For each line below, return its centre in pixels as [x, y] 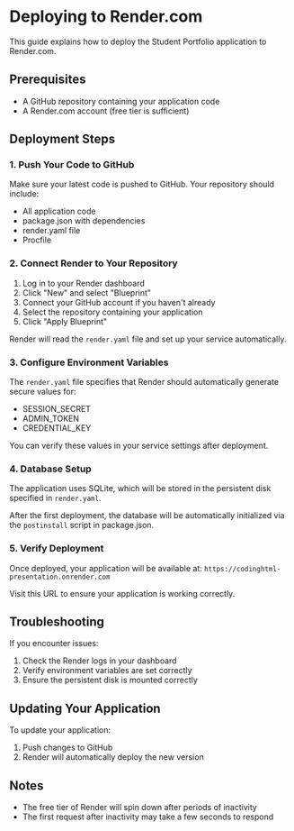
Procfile [37, 240]
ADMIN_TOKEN [50, 419]
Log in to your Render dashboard [84, 283]
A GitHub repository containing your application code [121, 101]
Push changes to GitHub [67, 748]
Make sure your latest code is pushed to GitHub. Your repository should [142, 184]
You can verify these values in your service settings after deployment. [139, 446]
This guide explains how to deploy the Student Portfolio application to [138, 41]
